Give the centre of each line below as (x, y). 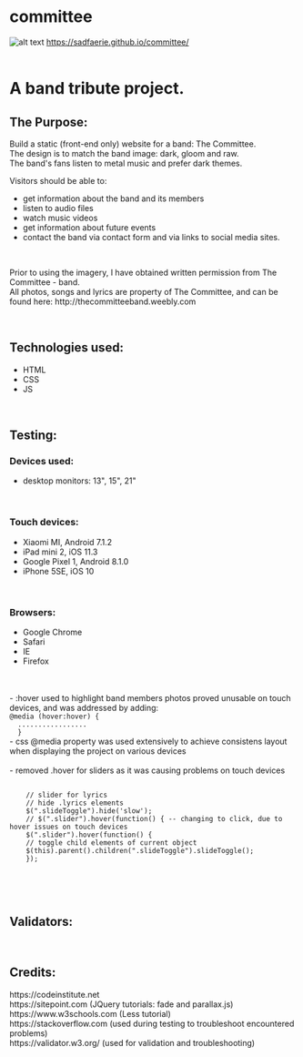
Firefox (36, 661)
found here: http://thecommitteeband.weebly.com (103, 301)
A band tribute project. (97, 89)
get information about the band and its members (113, 198)
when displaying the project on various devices (98, 751)
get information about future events (89, 227)
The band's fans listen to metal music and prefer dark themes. (126, 163)
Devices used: (42, 462)
